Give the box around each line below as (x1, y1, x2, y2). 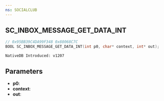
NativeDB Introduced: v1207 (5, 54, 65, 59)
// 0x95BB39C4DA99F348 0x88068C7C (5, 39, 78, 44)
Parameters (5, 67, 43, 76)
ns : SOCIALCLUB (5, 7, 37, 13)
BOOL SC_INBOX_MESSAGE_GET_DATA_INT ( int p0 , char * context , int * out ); (5, 44, 159, 49)
